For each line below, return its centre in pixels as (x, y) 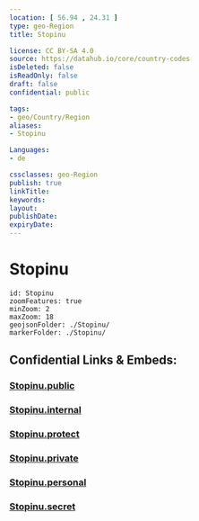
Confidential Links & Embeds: (93, 360)
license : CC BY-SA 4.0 (52, 50)
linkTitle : (30, 191)
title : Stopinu (38, 34)
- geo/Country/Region (50, 117)
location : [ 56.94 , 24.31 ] (64, 18)
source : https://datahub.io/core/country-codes (100, 59)
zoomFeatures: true (46, 301)
